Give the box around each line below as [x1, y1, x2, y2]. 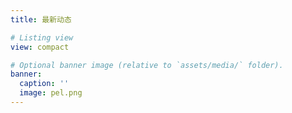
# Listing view [10, 32, 74, 43]
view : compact [10, 42, 70, 52]
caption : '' [19, 79, 70, 89]
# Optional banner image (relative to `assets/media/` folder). [10, 60, 284, 70]
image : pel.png [19, 88, 83, 98]
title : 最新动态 [10, 14, 72, 25]
